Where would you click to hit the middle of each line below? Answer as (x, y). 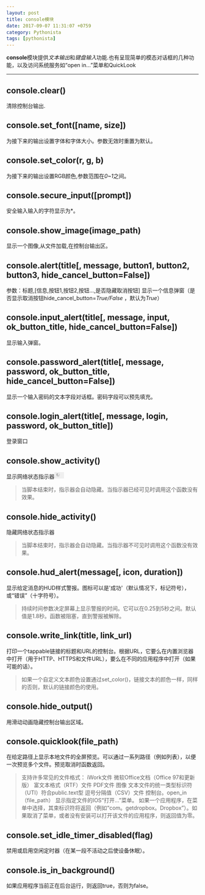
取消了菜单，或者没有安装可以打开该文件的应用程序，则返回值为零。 (112, 816)
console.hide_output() (50, 707)
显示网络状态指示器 (31, 476)
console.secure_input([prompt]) (69, 195)
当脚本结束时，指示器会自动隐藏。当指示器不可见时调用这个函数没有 (107, 545)
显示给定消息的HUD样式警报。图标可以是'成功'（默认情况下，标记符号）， (98, 588)
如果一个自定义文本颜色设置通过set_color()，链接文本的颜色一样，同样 (110, 679)
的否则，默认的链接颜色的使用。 (61, 687)
